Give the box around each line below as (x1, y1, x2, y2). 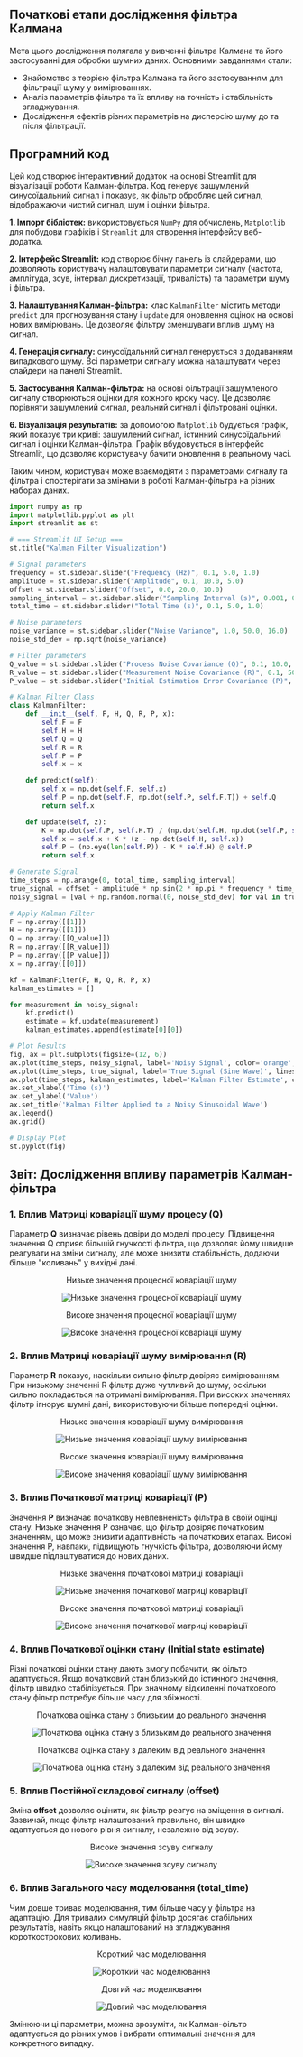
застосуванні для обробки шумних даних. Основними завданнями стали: (9, 54, 293, 66)
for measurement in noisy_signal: (9, 1000, 140, 1009)
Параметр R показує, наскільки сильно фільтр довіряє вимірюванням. (9, 1370, 281, 1381)
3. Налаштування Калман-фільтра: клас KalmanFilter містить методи (9, 300, 281, 310)
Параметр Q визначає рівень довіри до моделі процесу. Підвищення (9, 1228, 275, 1239)
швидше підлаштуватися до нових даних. (9, 1550, 170, 1561)
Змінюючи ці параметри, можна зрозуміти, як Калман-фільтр (9, 2018, 248, 2029)
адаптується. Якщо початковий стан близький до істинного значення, (9, 1673, 279, 1684)
